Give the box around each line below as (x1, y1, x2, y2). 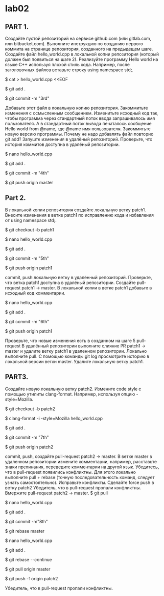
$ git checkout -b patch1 (5, 227, 54, 232)
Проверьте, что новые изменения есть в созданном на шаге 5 (5, 338, 136, 343)
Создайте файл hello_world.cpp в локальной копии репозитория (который (5, 51, 159, 57)
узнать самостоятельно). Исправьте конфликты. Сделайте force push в (5, 480, 154, 485)
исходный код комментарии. (5, 290, 66, 296)
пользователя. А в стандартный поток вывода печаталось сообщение (5, 121, 152, 126)
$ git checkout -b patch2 (5, 406, 55, 412)
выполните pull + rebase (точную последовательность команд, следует (5, 474, 155, 480)
